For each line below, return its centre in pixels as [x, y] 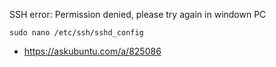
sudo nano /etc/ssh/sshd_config [76, 33]
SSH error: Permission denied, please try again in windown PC [138, 14]
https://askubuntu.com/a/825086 [92, 51]
